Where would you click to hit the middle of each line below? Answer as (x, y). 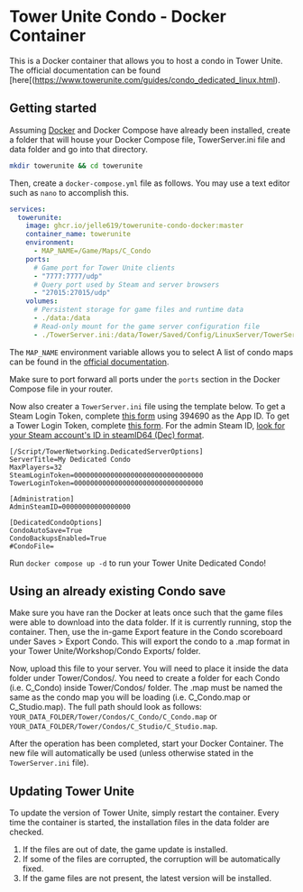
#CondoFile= (32, 546)
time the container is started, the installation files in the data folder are (139, 823)
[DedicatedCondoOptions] (56, 522)
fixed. (33, 869)
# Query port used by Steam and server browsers (126, 285)
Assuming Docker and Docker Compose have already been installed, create (150, 130)
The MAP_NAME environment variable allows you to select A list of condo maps (151, 352)
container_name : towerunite (78, 234)
